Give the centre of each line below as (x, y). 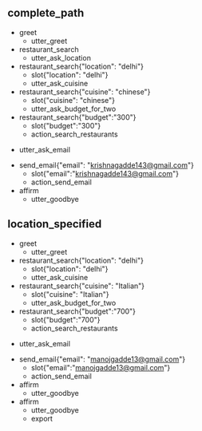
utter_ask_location (61, 57)
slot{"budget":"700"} (65, 319)
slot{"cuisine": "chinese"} (73, 100)
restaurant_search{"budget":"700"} (77, 311)
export (42, 418)
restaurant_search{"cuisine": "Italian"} (82, 286)
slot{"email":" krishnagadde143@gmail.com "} (105, 173)
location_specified (55, 224)
